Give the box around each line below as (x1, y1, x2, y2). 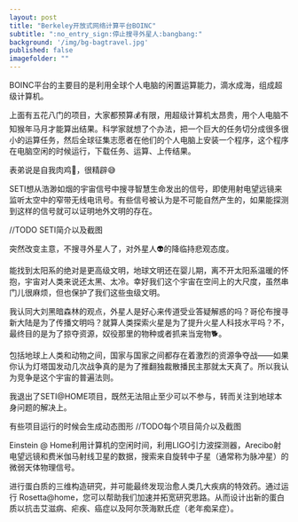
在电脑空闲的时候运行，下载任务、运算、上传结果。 (9, 146, 196, 156)
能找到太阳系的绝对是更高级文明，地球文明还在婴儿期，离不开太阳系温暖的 (9, 265, 281, 275)
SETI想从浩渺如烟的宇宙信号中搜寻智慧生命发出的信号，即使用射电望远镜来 (9, 184, 283, 194)
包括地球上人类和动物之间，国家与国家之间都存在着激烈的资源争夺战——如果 (9, 350, 289, 360)
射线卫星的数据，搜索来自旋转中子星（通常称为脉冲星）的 (78, 451, 289, 462)
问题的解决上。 (16, 402, 72, 413)
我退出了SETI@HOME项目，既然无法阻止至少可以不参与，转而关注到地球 (9, 391, 275, 401)
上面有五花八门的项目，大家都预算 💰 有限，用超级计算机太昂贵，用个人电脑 (9, 110, 281, 120)
